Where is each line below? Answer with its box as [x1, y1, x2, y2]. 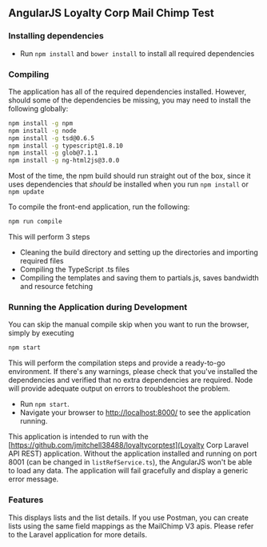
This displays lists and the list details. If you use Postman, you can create [8, 513, 249, 522]
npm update [8, 188, 45, 196]
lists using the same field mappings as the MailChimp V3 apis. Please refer [8, 521, 254, 531]
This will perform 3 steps [8, 232, 90, 242]
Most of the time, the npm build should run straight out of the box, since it [8, 171, 251, 181]
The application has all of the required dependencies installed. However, [8, 86, 246, 96]
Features [8, 494, 44, 505]
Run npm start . [19, 400, 70, 409]
